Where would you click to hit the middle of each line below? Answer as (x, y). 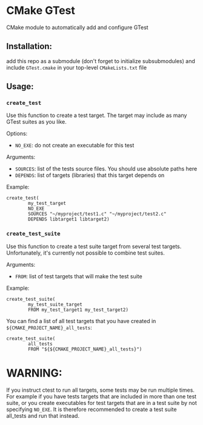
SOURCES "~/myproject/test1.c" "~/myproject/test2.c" (97, 214)
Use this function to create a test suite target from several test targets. (94, 246)
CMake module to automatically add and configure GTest (77, 27)
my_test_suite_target (55, 304)
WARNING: (34, 373)
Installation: (29, 46)
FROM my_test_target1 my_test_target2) (78, 310)
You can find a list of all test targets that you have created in (81, 321)
